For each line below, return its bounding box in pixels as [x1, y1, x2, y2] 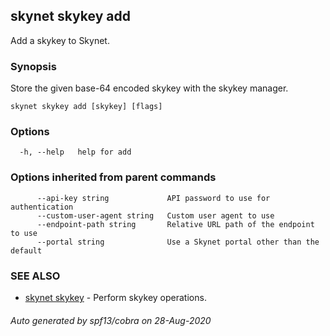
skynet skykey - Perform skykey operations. [24, 292, 207, 303]
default [10, 245, 43, 256]
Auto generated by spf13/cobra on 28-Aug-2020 [10, 314, 212, 326]
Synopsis [10, 59, 57, 73]
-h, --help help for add [19, 147, 132, 158]
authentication [10, 202, 74, 212]
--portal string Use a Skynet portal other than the [36, 237, 320, 247]
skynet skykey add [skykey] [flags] [10, 102, 163, 112]
